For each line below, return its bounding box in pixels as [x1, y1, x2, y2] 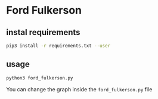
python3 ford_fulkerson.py [6, 75, 73, 81]
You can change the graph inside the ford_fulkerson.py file [6, 85, 153, 92]
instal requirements [6, 27, 80, 37]
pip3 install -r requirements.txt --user [6, 43, 111, 49]
